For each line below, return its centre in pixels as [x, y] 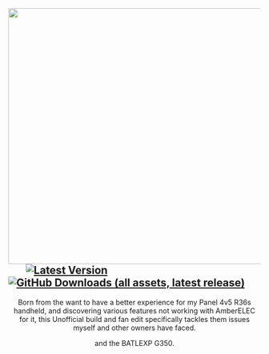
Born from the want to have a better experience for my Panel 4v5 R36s [134, 302]
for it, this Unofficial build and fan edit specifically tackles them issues [134, 319]
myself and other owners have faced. [134, 328]
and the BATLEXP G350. [134, 343]
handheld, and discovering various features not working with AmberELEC [134, 310]
